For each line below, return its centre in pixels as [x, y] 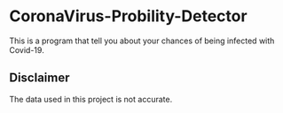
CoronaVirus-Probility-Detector [128, 16]
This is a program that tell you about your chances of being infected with [142, 41]
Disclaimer [39, 78]
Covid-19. [27, 49]
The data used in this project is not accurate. [91, 99]
